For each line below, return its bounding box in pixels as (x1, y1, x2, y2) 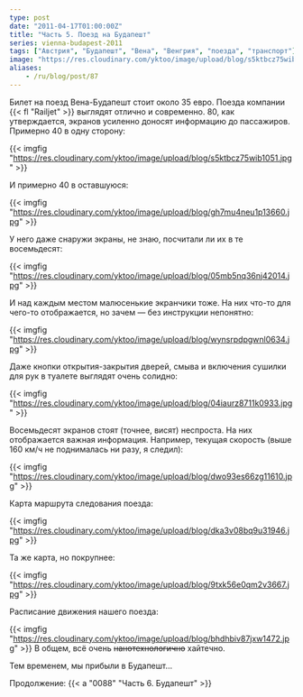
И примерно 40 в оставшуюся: (9, 179, 129, 190)
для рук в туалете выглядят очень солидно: (9, 371, 179, 381)
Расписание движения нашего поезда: (9, 606, 160, 617)
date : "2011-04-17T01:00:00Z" (9, 22, 124, 31)
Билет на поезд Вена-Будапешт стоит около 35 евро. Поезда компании (9, 96, 286, 107)
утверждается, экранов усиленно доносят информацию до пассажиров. (9, 115, 290, 126)
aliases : (9, 64, 42, 73)
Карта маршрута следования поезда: (9, 498, 153, 509)
